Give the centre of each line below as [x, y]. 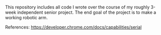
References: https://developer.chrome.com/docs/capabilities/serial [74, 27]
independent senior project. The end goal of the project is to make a [87, 12]
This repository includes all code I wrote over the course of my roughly [78, 7]
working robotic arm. [27, 17]
